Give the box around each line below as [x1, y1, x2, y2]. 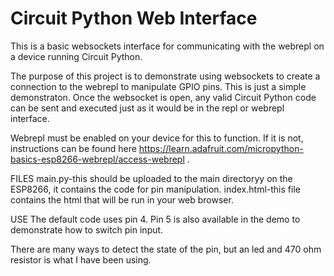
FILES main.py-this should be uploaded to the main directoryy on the [10, 172, 293, 184]
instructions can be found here [10, 142, 137, 154]
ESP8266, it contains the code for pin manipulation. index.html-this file [10, 183, 301, 195]
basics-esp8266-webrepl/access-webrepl [10, 153, 185, 165]
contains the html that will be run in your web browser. [10, 193, 234, 206]
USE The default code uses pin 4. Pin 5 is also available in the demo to [10, 213, 301, 225]
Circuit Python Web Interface [10, 7, 258, 30]
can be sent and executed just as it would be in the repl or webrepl [10, 102, 285, 114]
